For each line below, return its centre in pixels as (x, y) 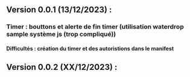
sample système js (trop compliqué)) (61, 34)
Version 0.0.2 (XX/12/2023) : (62, 67)
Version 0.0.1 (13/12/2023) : (59, 10)
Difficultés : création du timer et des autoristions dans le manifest (90, 48)
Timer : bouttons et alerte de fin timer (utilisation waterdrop (95, 27)
